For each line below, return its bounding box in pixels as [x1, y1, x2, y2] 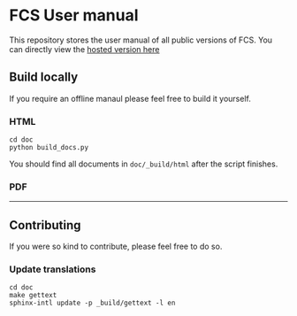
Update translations [9, 263, 96, 275]
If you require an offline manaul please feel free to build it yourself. [9, 93, 252, 104]
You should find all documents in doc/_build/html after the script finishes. [9, 158, 278, 169]
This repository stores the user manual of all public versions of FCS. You [9, 35, 272, 45]
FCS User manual [9, 5, 139, 26]
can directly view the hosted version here [9, 43, 160, 54]
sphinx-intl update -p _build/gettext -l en [9, 298, 176, 308]
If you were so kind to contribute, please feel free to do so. [9, 241, 223, 252]
